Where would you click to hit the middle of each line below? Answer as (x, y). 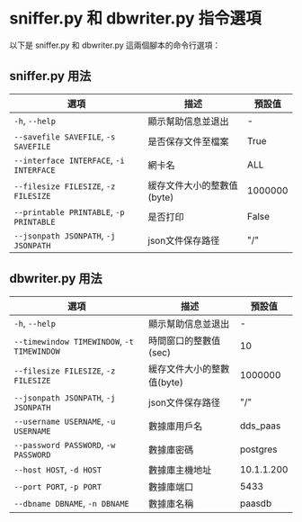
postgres (258, 449)
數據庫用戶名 (175, 426)
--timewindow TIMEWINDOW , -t (74, 341)
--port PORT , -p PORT (58, 486)
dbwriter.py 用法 (56, 279)
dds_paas (260, 426)
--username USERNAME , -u (65, 421)
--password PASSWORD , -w (65, 445)
